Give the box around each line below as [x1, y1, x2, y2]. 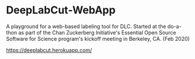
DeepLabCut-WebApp [6, 4, 116, 17]
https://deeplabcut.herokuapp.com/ [6, 46, 93, 53]
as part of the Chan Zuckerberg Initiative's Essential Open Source [18, 29, 177, 36]
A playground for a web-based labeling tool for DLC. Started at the [6, 23, 166, 30]
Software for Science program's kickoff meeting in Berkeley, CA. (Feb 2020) [6, 35, 190, 42]
